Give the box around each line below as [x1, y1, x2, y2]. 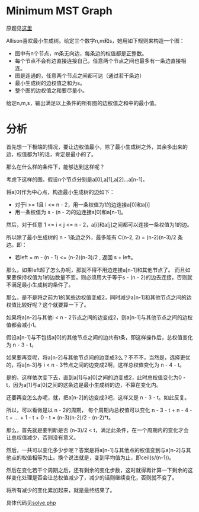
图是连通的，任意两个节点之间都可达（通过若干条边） [14, 72, 145, 79]
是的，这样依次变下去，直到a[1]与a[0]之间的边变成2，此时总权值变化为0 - [6, 374, 186, 381]
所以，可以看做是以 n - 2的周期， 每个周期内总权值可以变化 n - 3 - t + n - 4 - [6, 406, 192, 414]
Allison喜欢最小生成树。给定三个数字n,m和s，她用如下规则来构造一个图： [6, 37, 185, 44]
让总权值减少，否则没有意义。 [6, 434, 79, 441]
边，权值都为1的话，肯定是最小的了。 [6, 150, 97, 158]
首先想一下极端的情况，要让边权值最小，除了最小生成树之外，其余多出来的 [6, 143, 188, 150]
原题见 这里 [6, 24, 33, 31]
